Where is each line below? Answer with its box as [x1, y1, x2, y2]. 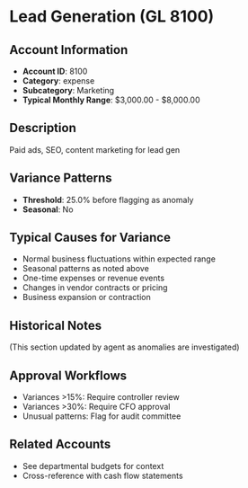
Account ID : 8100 [22, 66, 88, 76]
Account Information [9, 42, 128, 58]
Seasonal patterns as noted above [22, 263, 150, 274]
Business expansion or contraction [22, 292, 151, 303]
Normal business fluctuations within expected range [22, 253, 216, 264]
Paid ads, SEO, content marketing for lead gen [9, 144, 181, 155]
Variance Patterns [9, 171, 112, 186]
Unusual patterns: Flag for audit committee [22, 411, 182, 421]
